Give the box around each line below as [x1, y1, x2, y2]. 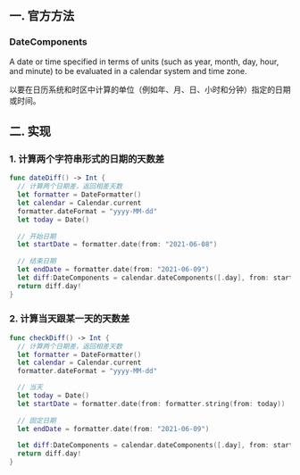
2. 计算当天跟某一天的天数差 [9, 312, 130, 325]
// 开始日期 [17, 231, 56, 241]
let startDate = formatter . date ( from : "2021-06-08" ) [17, 240, 218, 249]
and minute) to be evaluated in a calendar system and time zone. [9, 65, 247, 76]
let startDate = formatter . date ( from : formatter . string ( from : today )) [17, 399, 286, 408]
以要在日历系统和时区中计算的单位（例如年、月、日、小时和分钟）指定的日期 [9, 84, 291, 95]
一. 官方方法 [9, 8, 75, 24]
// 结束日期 [17, 257, 56, 266]
